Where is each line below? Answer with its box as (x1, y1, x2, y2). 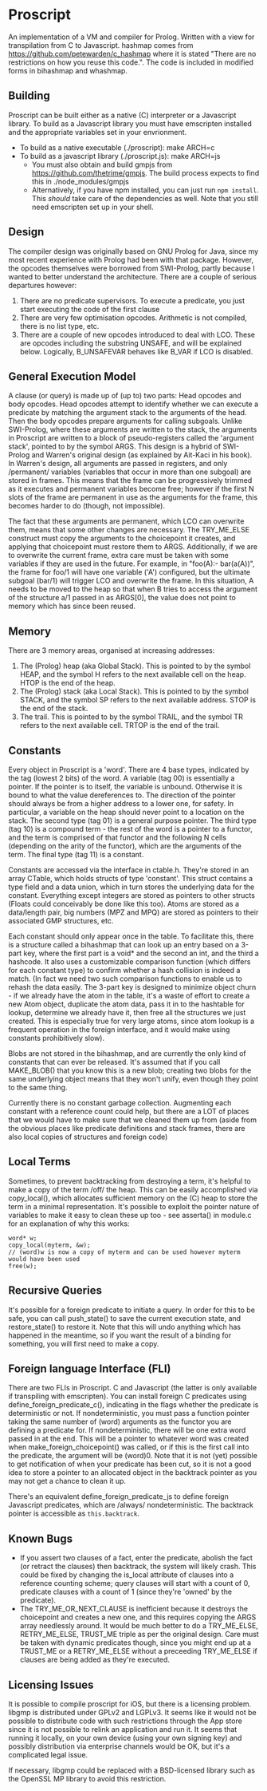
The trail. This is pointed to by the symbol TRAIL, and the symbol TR (19, 712, 243, 722)
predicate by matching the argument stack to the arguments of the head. (8, 408, 247, 417)
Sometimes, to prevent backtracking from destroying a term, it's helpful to (8, 1176, 251, 1186)
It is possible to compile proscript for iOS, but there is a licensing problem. (8, 1699, 252, 1709)
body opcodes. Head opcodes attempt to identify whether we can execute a (8, 399, 259, 409)
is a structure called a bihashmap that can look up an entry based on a (8, 940, 240, 949)
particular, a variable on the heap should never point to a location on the (8, 808, 245, 816)
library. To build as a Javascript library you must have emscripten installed (8, 118, 253, 128)
